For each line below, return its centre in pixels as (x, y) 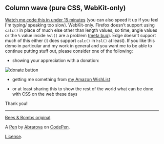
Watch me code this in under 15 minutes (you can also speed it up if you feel (82, 20)
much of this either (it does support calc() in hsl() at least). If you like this (80, 41)
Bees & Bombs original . (29, 117)
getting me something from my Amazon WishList (61, 79)
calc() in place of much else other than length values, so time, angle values (81, 30)
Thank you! (16, 103)
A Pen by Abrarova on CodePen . (38, 127)
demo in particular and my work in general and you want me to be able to (79, 45)
